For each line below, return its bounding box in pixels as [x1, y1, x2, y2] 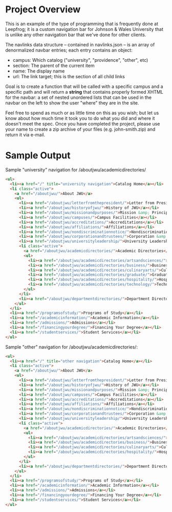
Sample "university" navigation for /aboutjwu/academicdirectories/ [5, 166, 146, 173]
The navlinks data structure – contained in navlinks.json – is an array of [5, 41, 155, 47]
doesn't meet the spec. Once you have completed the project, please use [5, 120, 160, 127]
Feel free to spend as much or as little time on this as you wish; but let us [5, 110, 159, 116]
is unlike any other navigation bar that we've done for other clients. [5, 31, 146, 38]
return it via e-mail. [5, 131, 46, 137]
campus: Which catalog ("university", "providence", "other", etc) [12, 57, 148, 63]
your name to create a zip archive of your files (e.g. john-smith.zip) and [5, 126, 156, 132]
